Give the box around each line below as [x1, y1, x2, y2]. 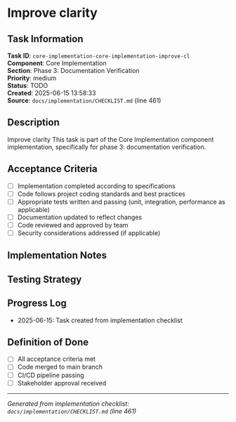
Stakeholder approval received [17, 378, 107, 387]
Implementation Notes [7, 249, 107, 261]
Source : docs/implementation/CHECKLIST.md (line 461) [7, 96, 162, 105]
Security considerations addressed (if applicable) [17, 228, 161, 237]
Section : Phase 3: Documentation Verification [7, 67, 140, 74]
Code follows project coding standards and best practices [17, 190, 186, 198]
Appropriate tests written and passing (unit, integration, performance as [17, 197, 226, 206]
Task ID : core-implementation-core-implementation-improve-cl [7, 51, 190, 60]
